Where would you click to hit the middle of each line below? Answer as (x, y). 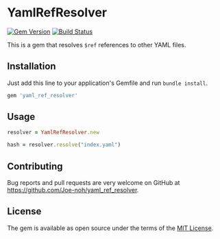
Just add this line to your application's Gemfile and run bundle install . (107, 83)
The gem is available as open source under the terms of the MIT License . (110, 228)
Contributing (35, 166)
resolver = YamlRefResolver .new (53, 133)
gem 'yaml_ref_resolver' (42, 95)
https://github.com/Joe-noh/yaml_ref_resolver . (73, 190)
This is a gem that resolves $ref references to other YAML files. (97, 45)
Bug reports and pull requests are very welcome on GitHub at (94, 183)
